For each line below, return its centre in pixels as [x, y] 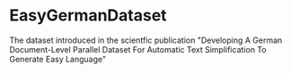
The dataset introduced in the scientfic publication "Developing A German [146, 40]
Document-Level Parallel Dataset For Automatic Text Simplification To [138, 49]
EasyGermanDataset [88, 16]
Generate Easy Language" [58, 59]
